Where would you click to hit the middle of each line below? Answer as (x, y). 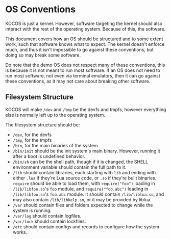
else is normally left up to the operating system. (55, 115)
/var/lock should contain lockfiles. (49, 221)
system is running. (32, 210)
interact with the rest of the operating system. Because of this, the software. (86, 29)
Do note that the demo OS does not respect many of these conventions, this (85, 65)
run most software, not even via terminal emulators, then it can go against (83, 75)
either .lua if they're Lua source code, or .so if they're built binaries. (84, 178)
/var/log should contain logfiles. (47, 216)
